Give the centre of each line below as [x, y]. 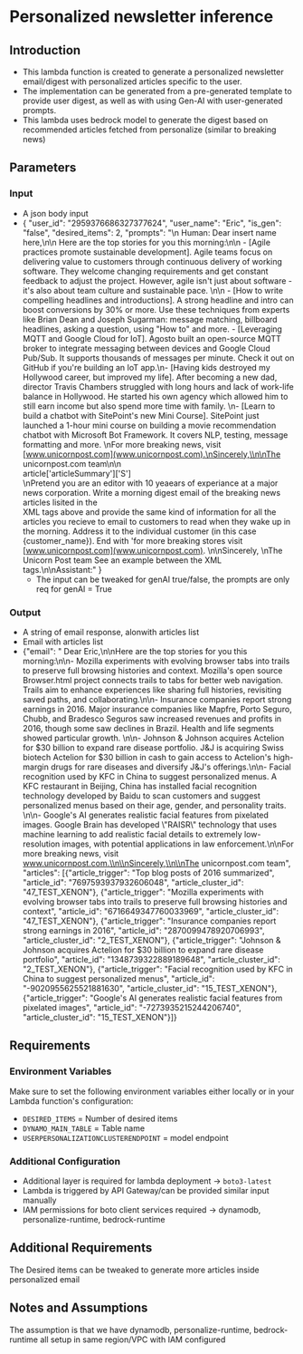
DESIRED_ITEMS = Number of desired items [100, 1118]
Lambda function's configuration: [71, 1101]
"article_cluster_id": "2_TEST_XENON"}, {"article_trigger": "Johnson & [152, 940]
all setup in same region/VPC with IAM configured [133, 1339]
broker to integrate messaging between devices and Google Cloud [146, 348]
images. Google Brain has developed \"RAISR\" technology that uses [150, 824]
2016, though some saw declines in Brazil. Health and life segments [148, 728]
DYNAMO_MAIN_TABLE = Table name [84, 1128]
